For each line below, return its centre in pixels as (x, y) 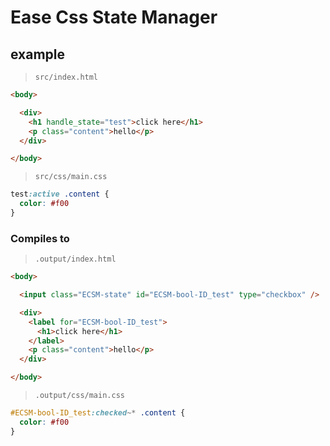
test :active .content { (60, 194)
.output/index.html (75, 259)
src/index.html (66, 77)
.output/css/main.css (79, 396)
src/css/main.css (71, 177)
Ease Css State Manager (114, 17)
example (38, 54)
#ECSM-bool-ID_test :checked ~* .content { (98, 413)
